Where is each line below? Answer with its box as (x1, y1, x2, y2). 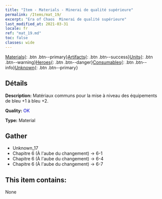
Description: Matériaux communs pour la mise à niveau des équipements (5, 92, 157, 98)
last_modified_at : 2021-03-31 (5, 21, 69, 27)
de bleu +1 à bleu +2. (5, 97, 49, 104)
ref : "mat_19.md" (5, 31, 42, 36)
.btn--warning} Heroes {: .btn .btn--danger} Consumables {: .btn (5, 59, 134, 65)
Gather (5, 132, 28, 140)
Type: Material (5, 117, 36, 123)
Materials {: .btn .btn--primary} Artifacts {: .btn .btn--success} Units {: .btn (5, 54, 153, 60)
